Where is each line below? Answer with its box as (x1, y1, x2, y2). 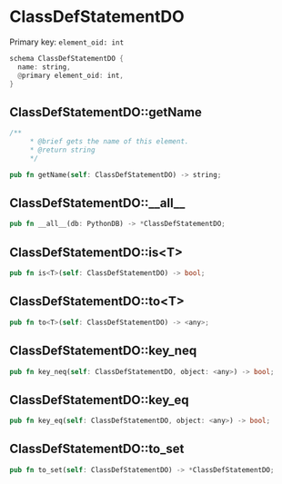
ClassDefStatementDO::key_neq (9, 343, 197, 359)
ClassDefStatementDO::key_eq (9, 392, 189, 408)
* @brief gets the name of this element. (29, 137, 189, 146)
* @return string (29, 145, 96, 154)
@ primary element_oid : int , (17, 71, 125, 80)
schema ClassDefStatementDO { (9, 54, 125, 63)
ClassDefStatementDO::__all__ (9, 195, 186, 211)
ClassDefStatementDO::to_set (9, 441, 185, 457)
